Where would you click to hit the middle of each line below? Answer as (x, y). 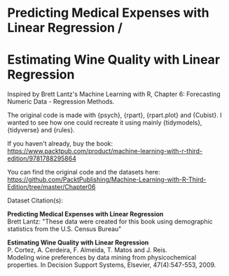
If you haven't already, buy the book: (60, 144)
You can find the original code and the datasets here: (84, 172)
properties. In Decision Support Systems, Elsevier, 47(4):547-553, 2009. (112, 265)
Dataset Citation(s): (35, 200)
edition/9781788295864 (42, 158)
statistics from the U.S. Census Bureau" (64, 229)
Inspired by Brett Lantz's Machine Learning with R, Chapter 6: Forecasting (114, 94)
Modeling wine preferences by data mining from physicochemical (102, 258)
